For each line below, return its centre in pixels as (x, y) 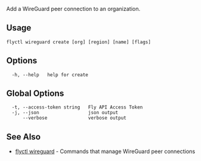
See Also (23, 137)
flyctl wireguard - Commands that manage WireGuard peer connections (105, 151)
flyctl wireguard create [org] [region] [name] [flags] (79, 42)
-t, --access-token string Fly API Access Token (77, 107)
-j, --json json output (65, 113)
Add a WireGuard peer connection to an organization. (73, 9)
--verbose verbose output (74, 118)
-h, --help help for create (50, 75)
